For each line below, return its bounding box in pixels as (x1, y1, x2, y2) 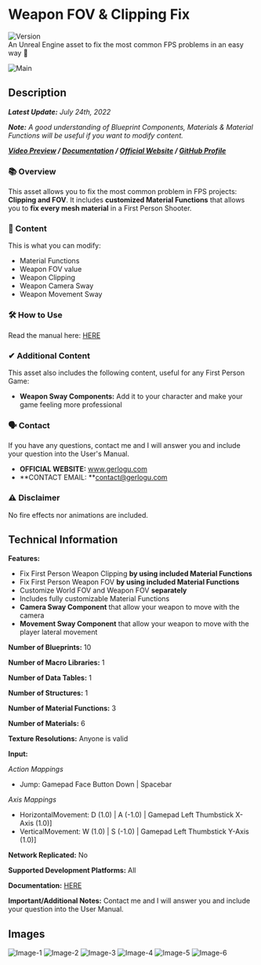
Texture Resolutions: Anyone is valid (8, 734, 129, 743)
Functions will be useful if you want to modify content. (8, 130, 184, 140)
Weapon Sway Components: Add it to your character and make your (19, 391, 243, 401)
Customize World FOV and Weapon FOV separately (19, 585, 187, 595)
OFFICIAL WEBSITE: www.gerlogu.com (19, 464, 147, 474)
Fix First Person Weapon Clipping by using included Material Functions (19, 569, 252, 578)
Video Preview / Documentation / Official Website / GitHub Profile (8, 145, 227, 155)
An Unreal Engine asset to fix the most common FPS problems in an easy (8, 39, 245, 49)
